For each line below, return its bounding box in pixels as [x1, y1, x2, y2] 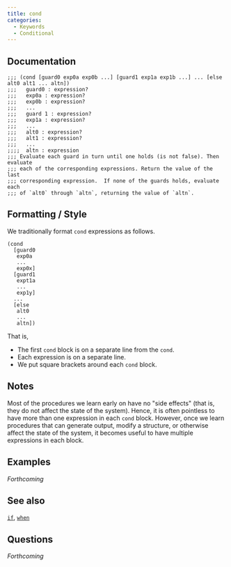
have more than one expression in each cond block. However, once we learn [7, 414, 225, 422]
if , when [7, 513, 30, 522]
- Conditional [13, 29, 54, 37]
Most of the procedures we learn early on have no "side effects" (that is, [7, 398, 215, 407]
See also [7, 495, 45, 506]
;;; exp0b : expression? [7, 98, 86, 105]
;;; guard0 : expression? [7, 86, 89, 93]
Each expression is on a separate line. [17, 352, 127, 361]
